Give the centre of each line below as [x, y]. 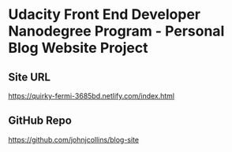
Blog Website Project [78, 48]
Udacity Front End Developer [105, 15]
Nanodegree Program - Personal [116, 31]
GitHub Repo [40, 121]
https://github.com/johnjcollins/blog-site [74, 139]
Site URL [30, 77]
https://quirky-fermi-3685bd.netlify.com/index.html [92, 96]
